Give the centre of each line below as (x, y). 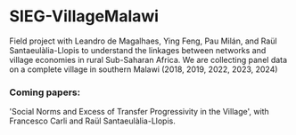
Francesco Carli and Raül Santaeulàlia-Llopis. (92, 121)
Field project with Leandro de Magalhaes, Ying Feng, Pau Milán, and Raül (144, 41)
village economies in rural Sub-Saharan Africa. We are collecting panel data (148, 60)
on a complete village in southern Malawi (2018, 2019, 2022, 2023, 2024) (144, 69)
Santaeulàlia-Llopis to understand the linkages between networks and (138, 50)
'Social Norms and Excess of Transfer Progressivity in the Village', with (139, 112)
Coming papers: (45, 92)
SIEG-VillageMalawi (84, 16)
